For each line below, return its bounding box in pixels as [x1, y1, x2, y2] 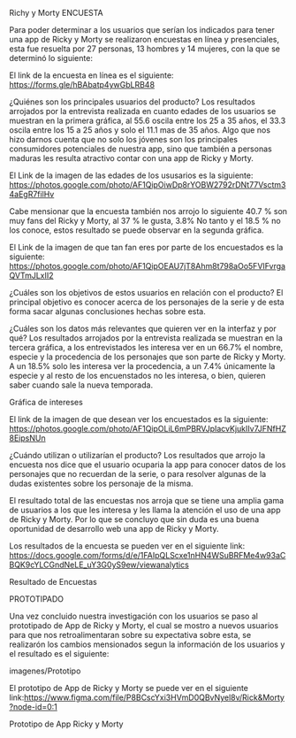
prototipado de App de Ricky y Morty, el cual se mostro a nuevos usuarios [9, 620, 279, 631]
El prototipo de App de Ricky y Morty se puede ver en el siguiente [9, 683, 249, 693]
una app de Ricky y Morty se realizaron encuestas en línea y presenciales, [9, 35, 280, 44]
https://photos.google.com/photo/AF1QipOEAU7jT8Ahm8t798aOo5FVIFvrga [9, 261, 285, 271]
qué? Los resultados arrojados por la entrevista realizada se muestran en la [9, 333, 283, 343]
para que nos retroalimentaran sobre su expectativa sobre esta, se [9, 630, 252, 640]
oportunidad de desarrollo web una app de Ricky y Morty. [9, 524, 219, 534]
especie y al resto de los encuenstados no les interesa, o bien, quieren [9, 371, 267, 381]
